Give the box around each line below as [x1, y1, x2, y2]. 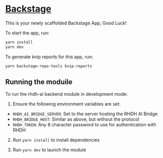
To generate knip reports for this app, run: [5, 54, 93, 60]
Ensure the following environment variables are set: [12, 101, 121, 107]
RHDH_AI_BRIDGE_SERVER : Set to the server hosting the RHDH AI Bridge [12, 111, 158, 117]
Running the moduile [5, 77, 73, 86]
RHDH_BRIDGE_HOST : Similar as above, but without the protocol [12, 116, 140, 122]
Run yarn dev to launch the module [12, 147, 87, 153]
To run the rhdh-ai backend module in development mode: [5, 91, 128, 97]
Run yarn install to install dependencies [12, 137, 100, 143]
